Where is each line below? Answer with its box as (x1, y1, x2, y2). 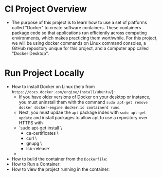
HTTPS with (18, 120, 43, 125)
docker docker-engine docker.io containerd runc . (18, 104, 121, 110)
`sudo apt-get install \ (18, 125, 62, 131)
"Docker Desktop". (11, 50, 49, 56)
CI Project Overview (4, 3, 87, 15)
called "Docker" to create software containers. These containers (11, 24, 142, 30)
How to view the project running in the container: (11, 166, 110, 172)
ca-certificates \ (26, 130, 59, 136)
